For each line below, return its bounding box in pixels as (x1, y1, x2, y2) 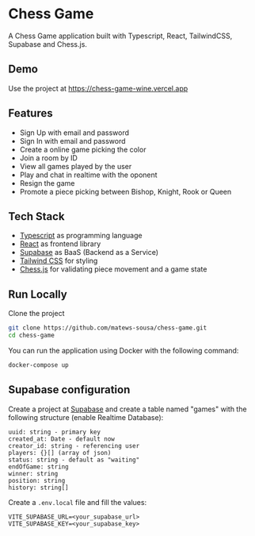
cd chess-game (8, 331, 55, 340)
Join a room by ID (19, 152, 78, 163)
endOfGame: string (8, 462, 69, 471)
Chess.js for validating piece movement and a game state (19, 264, 207, 274)
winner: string (8, 469, 59, 477)
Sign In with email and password (19, 136, 126, 145)
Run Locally (8, 287, 67, 301)
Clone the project (8, 309, 65, 318)
